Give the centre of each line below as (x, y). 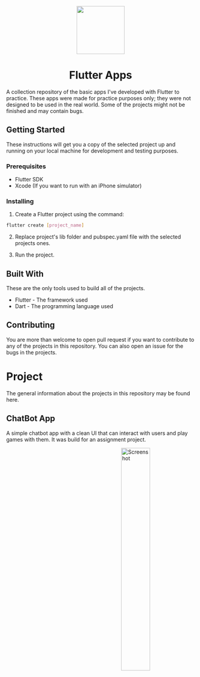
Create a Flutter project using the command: (69, 214)
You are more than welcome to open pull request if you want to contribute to (100, 339)
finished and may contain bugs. (45, 111)
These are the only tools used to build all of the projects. (76, 288)
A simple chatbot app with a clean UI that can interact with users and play (97, 433)
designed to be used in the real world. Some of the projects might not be (96, 105)
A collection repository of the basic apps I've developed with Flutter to (93, 92)
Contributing (31, 325)
